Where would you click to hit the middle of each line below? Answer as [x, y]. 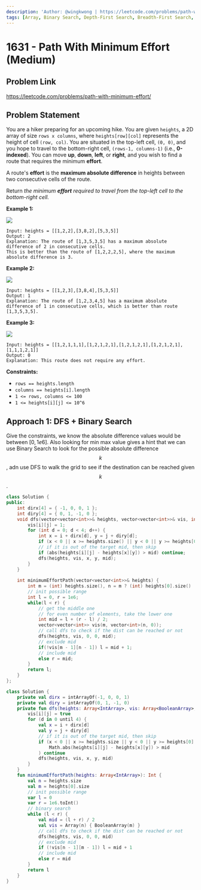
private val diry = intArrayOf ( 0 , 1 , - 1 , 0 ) [73, 703]
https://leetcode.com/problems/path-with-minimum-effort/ [79, 96]
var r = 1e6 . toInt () [53, 803]
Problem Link [31, 82]
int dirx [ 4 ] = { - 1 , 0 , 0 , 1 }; [57, 508]
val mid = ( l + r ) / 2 [66, 820]
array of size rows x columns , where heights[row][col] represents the [92, 136]
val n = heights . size [55, 781]
